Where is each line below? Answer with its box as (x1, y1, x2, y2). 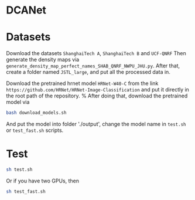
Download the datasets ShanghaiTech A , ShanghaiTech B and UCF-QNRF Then (6, 50, 186, 57)
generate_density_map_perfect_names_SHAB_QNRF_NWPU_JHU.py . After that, (6, 62, 180, 69)
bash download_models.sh (6, 110, 67, 116)
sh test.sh (6, 167, 33, 172)
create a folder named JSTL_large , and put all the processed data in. (6, 69, 171, 76)
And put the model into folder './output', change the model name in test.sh (6, 121, 186, 127)
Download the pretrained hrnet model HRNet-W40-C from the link (6, 80, 159, 87)
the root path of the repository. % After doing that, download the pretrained (6, 92, 188, 100)
